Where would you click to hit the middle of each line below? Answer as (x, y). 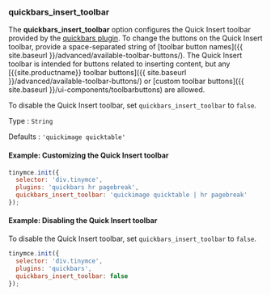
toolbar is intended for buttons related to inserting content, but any (119, 64)
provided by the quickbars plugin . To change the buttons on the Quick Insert (135, 38)
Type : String (31, 121)
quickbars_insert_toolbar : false (72, 276)
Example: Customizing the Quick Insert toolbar (89, 155)
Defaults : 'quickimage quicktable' (67, 137)
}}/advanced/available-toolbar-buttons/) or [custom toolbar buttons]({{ (126, 81)
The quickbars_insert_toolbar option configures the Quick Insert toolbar (129, 30)
